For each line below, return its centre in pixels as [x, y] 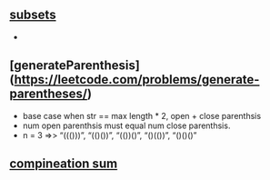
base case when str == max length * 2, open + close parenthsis [142, 115]
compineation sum [64, 164]
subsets [33, 15]
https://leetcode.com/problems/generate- [137, 80]
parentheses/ [49, 94]
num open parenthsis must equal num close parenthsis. [126, 125]
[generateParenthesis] [75, 66]
